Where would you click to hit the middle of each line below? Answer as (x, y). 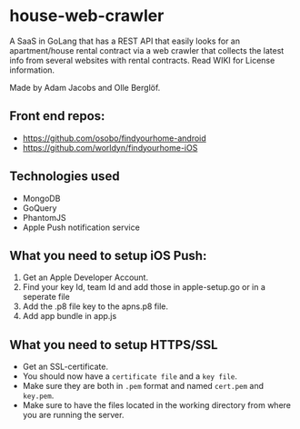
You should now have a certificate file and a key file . (130, 376)
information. (32, 70)
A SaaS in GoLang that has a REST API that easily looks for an (125, 41)
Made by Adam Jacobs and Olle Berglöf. (85, 87)
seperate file (46, 297)
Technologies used (65, 177)
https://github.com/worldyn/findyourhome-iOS (110, 147)
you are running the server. (73, 415)
